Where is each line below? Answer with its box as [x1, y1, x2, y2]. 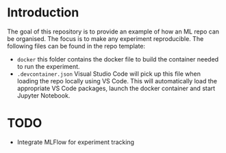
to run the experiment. [16, 62, 80, 70]
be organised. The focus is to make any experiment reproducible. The [7, 34, 204, 42]
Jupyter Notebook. [16, 91, 71, 100]
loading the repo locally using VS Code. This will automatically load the [16, 76, 218, 85]
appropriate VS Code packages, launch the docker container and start [16, 84, 216, 92]
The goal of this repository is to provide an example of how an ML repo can [7, 27, 220, 36]
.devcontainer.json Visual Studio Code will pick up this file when [16, 70, 201, 78]
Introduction [7, 5, 79, 20]
